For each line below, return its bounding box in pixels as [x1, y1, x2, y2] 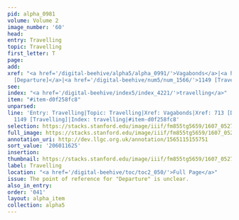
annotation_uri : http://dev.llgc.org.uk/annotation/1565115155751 [7, 136, 208, 143]
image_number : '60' [7, 23, 65, 31]
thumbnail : [7, 155, 40, 163]
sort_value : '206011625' [7, 143, 81, 150]
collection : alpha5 [7, 202, 65, 209]
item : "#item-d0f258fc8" [7, 97, 81, 104]
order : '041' [7, 189, 46, 196]
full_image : [7, 129, 43, 136]
